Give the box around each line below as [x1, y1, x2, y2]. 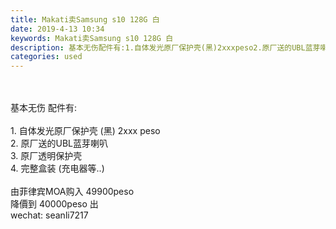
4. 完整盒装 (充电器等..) [10, 162, 105, 175]
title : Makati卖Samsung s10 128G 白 [10, 14, 160, 25]
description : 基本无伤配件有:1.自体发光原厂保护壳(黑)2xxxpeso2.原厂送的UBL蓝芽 [10, 42, 321, 53]
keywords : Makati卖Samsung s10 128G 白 [10, 33, 174, 43]
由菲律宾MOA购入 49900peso [10, 186, 135, 198]
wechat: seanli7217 [10, 209, 89, 221]
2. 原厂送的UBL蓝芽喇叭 [10, 137, 109, 150]
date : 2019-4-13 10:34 [10, 24, 105, 34]
